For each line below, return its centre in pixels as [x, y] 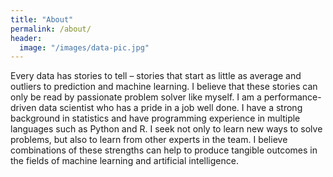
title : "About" [42, 19]
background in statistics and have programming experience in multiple [155, 118]
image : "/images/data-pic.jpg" [84, 47]
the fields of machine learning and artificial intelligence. [124, 161]
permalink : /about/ [51, 29]
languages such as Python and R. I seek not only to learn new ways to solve [166, 129]
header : [26, 38]
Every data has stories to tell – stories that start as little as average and [156, 76]
